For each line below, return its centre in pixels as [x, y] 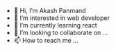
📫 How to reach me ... [46, 40]
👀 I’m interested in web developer [61, 18]
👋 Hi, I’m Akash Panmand [50, 11]
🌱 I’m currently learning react [55, 25]
